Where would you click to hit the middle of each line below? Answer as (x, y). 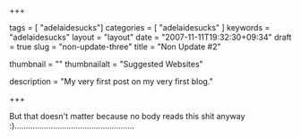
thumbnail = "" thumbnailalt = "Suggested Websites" (106, 64)
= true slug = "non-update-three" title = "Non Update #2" (115, 47)
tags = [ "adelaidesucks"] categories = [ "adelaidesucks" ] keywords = (140, 27)
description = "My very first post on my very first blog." (111, 81)
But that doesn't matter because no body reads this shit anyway (127, 116)
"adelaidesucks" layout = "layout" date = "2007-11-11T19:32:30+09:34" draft (150, 37)
